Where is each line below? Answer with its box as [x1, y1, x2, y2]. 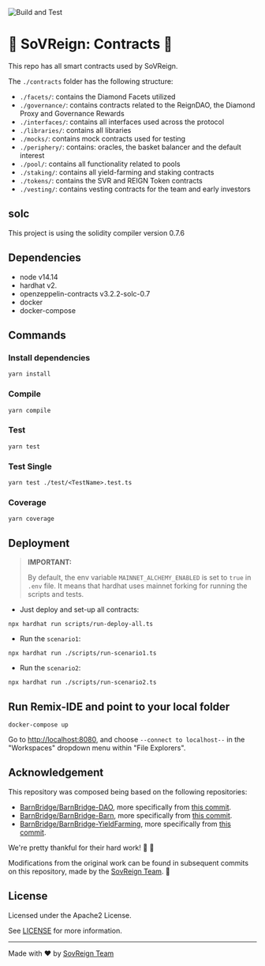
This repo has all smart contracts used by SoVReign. [8, 61, 178, 70]
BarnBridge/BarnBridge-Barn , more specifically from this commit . [19, 810, 233, 820]
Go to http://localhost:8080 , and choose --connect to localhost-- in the [8, 735, 245, 745]
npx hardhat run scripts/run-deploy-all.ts [8, 621, 154, 628]
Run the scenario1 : [19, 634, 81, 643]
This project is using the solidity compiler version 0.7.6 [8, 228, 185, 237]
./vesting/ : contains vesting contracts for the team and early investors [19, 184, 251, 194]
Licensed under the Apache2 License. [8, 910, 132, 920]
